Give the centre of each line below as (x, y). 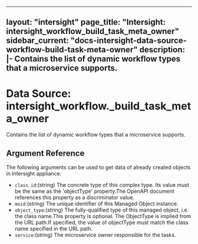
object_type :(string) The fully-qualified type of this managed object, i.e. (102, 210)
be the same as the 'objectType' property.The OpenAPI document (95, 191)
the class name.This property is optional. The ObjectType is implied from (103, 216)
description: (162, 50)
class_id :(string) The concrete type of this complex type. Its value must (102, 185)
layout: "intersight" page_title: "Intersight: (86, 22)
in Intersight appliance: (34, 173)
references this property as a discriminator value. (74, 198)
